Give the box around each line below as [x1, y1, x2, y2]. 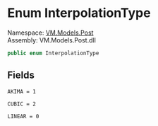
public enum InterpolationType [7, 50, 99, 57]
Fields [7, 69, 35, 81]
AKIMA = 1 [7, 88, 37, 95]
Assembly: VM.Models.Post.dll [7, 35, 97, 44]
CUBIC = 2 [7, 101, 37, 108]
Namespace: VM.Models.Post [7, 28, 94, 37]
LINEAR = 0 [7, 113, 39, 120]
